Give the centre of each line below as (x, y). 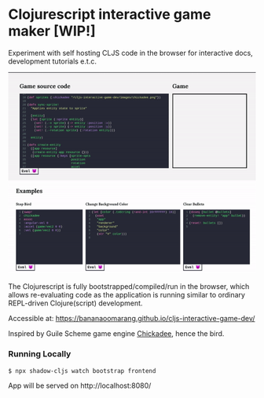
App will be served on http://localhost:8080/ (80, 385)
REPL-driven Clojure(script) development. (75, 303)
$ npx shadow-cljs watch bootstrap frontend (82, 371)
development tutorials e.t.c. (52, 61)
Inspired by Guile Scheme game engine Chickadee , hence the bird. (116, 334)
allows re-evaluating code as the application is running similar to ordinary (127, 295)
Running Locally (40, 353)
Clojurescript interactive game (110, 15)
